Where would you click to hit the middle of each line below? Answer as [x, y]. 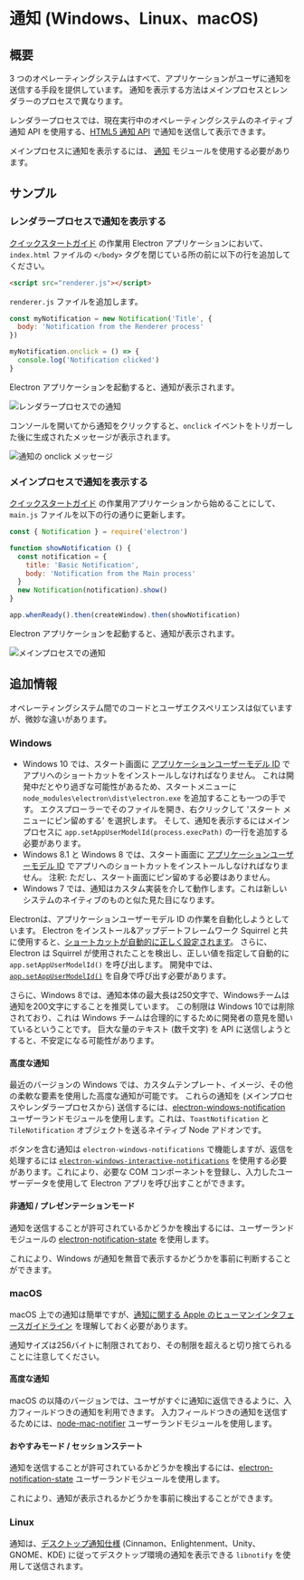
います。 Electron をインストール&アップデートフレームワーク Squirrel [140, 931]
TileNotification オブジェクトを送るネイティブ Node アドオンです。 [138, 1130]
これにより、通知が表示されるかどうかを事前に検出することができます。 [143, 1498]
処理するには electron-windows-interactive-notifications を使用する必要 [148, 1160]
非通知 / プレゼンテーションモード [72, 1206]
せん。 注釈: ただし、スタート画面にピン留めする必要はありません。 [149, 877]
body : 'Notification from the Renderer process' [111, 327]
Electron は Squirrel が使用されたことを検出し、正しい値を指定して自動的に [149, 954]
